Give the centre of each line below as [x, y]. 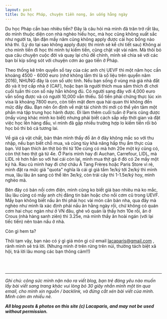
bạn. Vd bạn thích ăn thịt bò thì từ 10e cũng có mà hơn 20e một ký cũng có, [82, 148]
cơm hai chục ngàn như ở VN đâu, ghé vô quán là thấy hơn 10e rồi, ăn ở [78, 211]
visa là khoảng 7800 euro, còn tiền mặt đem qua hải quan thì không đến [79, 102]
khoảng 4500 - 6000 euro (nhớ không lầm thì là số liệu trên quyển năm [78, 75]
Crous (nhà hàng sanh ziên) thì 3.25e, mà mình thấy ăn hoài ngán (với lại [79, 216]
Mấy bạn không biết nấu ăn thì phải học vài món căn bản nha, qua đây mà [81, 200]
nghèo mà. [16, 180]
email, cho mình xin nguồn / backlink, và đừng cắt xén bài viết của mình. [80, 291]
